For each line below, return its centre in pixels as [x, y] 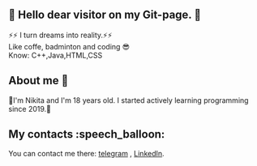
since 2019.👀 [30, 109]
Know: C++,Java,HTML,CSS [56, 55]
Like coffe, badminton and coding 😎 [69, 46]
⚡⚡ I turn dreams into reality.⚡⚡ [60, 35]
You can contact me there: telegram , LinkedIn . [86, 154]
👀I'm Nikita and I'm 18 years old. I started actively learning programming [128, 100]
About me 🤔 [39, 81]
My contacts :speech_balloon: [87, 134]
